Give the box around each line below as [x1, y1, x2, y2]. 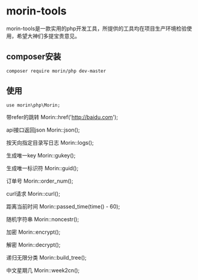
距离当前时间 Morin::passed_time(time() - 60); [6, 202, 120, 210]
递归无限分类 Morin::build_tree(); [6, 254, 87, 261]
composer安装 [6, 52, 61, 62]
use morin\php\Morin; [6, 102, 61, 108]
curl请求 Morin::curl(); [6, 190, 60, 197]
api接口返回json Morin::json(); [6, 126, 80, 133]
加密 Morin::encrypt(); [6, 228, 61, 236]
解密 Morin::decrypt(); [6, 241, 61, 248]
